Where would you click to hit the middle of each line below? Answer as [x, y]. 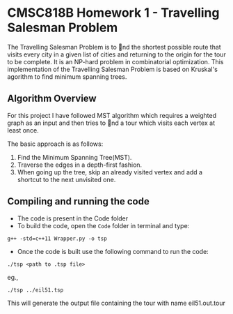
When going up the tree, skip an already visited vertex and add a [110, 172]
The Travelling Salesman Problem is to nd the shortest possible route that [114, 47]
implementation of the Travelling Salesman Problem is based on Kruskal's [112, 69]
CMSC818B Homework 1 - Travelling [113, 13]
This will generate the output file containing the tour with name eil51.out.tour [116, 303]
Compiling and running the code [78, 201]
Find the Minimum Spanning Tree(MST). [74, 157]
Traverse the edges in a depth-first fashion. [80, 165]
